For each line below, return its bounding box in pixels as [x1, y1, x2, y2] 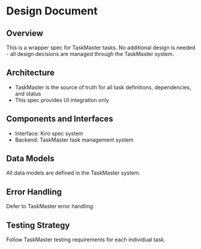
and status [14, 90, 41, 97]
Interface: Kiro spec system [14, 130, 83, 137]
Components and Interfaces [6, 114, 113, 124]
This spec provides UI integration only [14, 96, 109, 103]
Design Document [6, 4, 98, 18]
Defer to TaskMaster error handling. [6, 203, 95, 210]
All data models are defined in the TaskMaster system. [6, 169, 141, 176]
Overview [6, 28, 44, 38]
